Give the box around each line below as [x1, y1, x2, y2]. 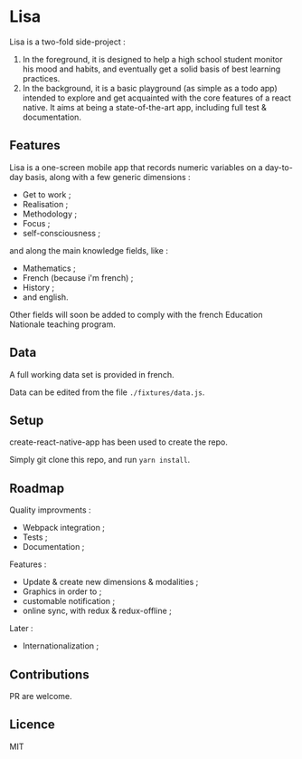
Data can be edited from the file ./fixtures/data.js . [9, 387, 205, 398]
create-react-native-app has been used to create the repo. [9, 437, 229, 447]
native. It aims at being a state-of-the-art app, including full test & [22, 101, 267, 112]
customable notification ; [22, 596, 116, 607]
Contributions [9, 667, 90, 682]
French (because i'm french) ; [22, 272, 134, 283]
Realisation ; [22, 198, 69, 209]
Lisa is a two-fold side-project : [9, 36, 126, 47]
